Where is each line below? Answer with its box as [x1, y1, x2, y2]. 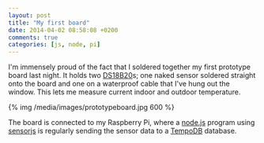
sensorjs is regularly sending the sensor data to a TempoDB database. [8, 126, 237, 136]
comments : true [8, 33, 58, 42]
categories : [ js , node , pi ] [8, 41, 101, 49]
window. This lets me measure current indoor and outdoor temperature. [8, 87, 241, 97]
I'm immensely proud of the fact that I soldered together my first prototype [8, 62, 251, 71]
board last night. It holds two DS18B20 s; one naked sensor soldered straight [8, 71, 256, 80]
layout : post [8, 11, 51, 20]
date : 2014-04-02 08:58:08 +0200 [8, 26, 119, 34]
